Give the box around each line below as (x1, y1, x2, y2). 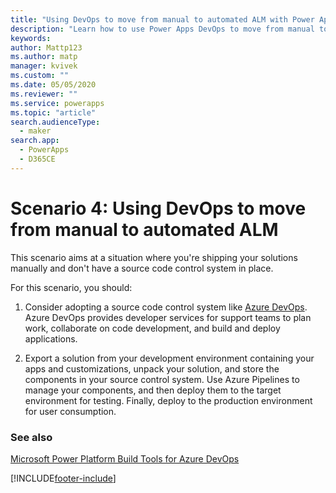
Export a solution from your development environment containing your (24, 352, 315, 364)
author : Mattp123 (10, 42, 83, 53)
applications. (24, 332, 78, 345)
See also (10, 430, 53, 444)
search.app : (10, 136, 60, 146)
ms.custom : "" (10, 71, 70, 81)
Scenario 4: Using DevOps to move (10, 197, 307, 220)
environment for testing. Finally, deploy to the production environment (24, 394, 313, 406)
